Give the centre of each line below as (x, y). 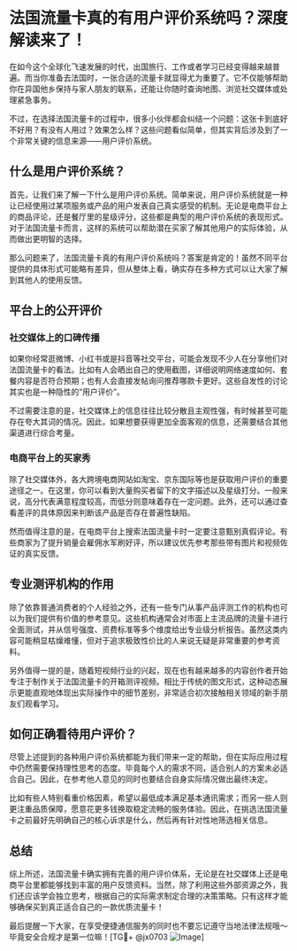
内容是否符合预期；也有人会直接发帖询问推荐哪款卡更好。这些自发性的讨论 (152, 381)
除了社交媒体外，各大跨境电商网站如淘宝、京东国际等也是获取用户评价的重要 (148, 479)
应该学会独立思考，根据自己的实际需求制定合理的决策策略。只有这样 (148, 896)
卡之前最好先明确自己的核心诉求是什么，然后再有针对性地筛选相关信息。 (141, 820)
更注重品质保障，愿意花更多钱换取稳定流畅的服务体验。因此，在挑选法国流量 (148, 809)
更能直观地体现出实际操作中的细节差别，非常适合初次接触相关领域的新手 (148, 692)
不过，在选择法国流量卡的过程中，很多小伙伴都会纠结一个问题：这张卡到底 (145, 118)
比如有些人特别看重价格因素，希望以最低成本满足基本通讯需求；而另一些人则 (148, 798)
